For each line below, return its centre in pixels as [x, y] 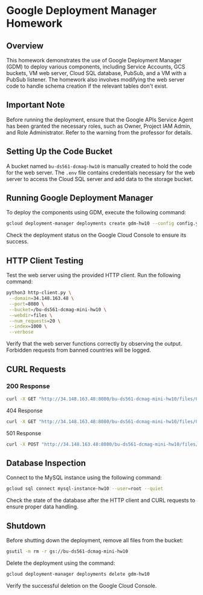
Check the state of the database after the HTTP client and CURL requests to [101, 501]
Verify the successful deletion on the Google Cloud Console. [82, 585]
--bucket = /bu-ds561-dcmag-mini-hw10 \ [58, 309]
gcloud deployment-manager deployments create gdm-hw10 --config [90, 224]
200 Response [28, 386]
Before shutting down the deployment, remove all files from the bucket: [95, 540]
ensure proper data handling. [42, 507]
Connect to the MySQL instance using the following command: [84, 478]
